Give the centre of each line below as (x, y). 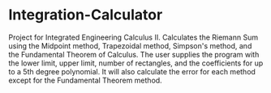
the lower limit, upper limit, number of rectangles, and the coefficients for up (136, 63)
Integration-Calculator (86, 15)
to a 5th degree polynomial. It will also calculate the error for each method (132, 71)
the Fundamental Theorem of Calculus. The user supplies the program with (134, 54)
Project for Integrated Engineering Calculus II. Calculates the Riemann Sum (133, 37)
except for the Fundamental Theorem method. (85, 80)
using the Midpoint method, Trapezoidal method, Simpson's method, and (130, 45)
